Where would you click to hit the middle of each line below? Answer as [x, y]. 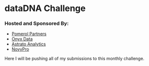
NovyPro [20, 49]
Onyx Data [22, 39]
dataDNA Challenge [45, 8]
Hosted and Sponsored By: [37, 24]
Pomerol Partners [29, 34]
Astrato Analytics [29, 44]
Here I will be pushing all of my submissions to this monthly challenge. [74, 59]
